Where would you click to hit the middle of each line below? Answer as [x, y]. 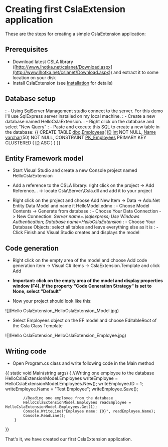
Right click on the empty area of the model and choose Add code [80, 260]
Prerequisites [27, 49]
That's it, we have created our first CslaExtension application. [69, 439]
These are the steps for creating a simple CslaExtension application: [75, 34]
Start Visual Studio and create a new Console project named [75, 170]
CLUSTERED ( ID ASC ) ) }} [33, 143]
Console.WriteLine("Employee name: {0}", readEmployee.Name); [90, 411]
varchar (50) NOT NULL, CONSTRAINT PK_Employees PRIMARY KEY [76, 137]
